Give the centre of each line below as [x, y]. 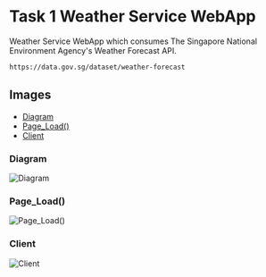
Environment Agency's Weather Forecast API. [93, 50]
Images [30, 95]
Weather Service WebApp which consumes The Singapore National [133, 41]
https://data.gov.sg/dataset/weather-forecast [97, 67]
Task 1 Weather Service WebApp [133, 17]
